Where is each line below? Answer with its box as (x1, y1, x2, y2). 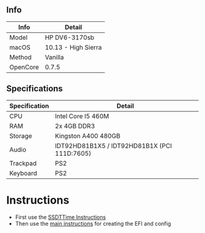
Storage (9, 131, 32, 140)
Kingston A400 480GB (54, 131, 121, 140)
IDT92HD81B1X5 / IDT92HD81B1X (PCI (54, 141, 172, 150)
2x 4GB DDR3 (54, 122, 95, 130)
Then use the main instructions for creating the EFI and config (15, 220, 171, 227)
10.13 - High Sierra (45, 43, 103, 51)
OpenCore (9, 63, 40, 71)
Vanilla (45, 53, 64, 61)
